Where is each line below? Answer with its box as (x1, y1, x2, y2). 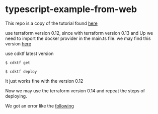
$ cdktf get (5, 60, 30, 65)
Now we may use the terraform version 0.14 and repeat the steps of (5, 87, 145, 94)
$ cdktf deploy (5, 69, 37, 74)
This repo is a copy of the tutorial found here (5, 20, 98, 26)
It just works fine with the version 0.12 (5, 78, 84, 84)
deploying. (5, 93, 27, 99)
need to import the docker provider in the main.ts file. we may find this (5, 35, 151, 41)
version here (5, 40, 32, 46)
